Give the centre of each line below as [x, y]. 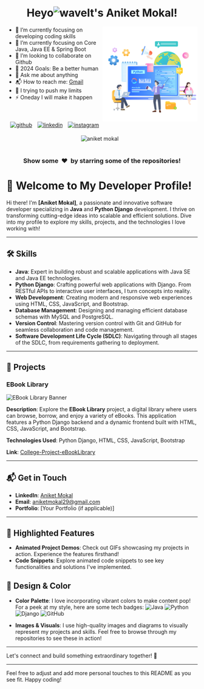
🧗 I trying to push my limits [48, 90]
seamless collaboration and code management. [74, 329]
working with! [23, 228]
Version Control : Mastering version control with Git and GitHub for [98, 323]
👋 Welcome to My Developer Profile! [99, 186]
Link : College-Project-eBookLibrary [51, 452]
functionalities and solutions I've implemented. [73, 566]
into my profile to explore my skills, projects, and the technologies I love [96, 222]
